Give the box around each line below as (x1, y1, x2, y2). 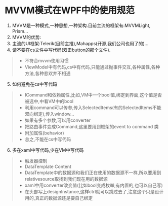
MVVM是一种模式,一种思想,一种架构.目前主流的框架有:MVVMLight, (12, 22, 151, 28)
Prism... (12, 28, 28, 34)
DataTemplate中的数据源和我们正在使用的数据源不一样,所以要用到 (24, 169, 161, 176)
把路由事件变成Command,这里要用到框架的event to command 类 (24, 123, 159, 129)
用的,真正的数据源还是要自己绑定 (24, 195, 93, 201)
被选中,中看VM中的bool (24, 98, 74, 104)
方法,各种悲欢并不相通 (24, 70, 71, 76)
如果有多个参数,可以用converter (24, 117, 91, 123)
